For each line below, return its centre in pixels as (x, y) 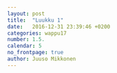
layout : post (26, 14)
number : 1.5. (26, 40)
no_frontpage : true (36, 53)
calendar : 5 (24, 46)
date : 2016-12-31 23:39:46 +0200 (59, 26)
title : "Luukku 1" (36, 20)
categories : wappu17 (37, 33)
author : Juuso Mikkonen (42, 59)
